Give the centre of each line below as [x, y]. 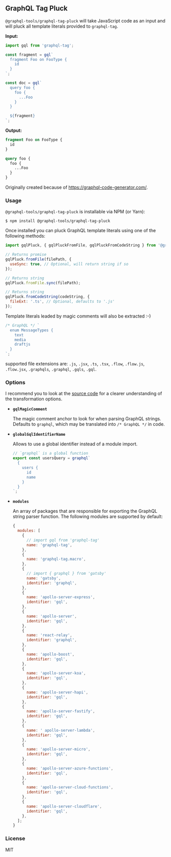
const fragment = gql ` [29, 55]
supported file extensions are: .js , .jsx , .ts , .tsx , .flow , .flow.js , [75, 364]
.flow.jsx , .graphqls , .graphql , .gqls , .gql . [51, 369]
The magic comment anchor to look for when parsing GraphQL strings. [87, 419]
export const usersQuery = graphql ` [51, 458]
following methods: [25, 236]
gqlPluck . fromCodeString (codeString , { [48, 297]
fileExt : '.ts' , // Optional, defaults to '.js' [62, 302]
